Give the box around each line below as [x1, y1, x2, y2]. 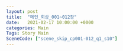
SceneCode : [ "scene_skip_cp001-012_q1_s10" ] [6, 36, 118, 42]
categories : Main [6, 25, 49, 31]
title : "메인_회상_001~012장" [6, 14, 77, 20]
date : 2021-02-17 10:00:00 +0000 [6, 19, 94, 25]
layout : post [6, 8, 38, 15]
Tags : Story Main [6, 30, 49, 36]
